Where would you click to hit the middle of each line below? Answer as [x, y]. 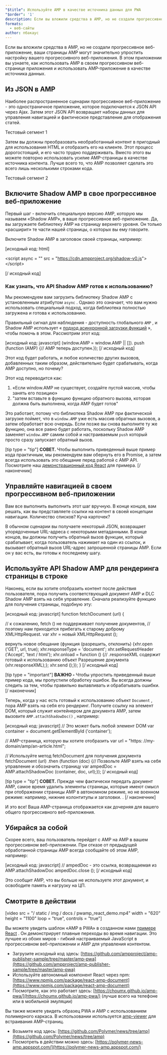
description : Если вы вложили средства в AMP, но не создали [70, 19]
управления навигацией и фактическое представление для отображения [83, 117]
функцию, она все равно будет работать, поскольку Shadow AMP [75, 429]
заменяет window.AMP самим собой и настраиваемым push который [76, 434]
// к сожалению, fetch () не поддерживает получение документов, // [78, 623]
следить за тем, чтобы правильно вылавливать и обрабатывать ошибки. [83, 685]
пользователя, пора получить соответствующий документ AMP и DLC [80, 593]
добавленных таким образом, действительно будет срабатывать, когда [82, 363]
